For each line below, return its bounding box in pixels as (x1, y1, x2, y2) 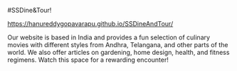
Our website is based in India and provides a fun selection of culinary (7, 33, 211, 41)
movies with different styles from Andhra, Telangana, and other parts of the (7, 41, 228, 49)
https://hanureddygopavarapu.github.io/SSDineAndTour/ (7, 20, 174, 27)
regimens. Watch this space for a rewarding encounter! (7, 56, 169, 64)
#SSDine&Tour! (7, 6, 52, 14)
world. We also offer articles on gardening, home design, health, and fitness (7, 49, 230, 56)
